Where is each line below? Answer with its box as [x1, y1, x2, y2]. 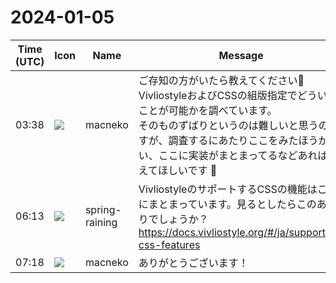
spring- [84, 202, 122, 216]
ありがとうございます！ [138, 256, 249, 270]
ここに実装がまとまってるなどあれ [158, 148, 318, 162]
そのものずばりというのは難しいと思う [138, 118, 319, 132]
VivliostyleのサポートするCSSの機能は [138, 182, 318, 196]
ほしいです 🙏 [158, 163, 218, 177]
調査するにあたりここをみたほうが [168, 133, 328, 147]
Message [218, 48, 264, 62]
